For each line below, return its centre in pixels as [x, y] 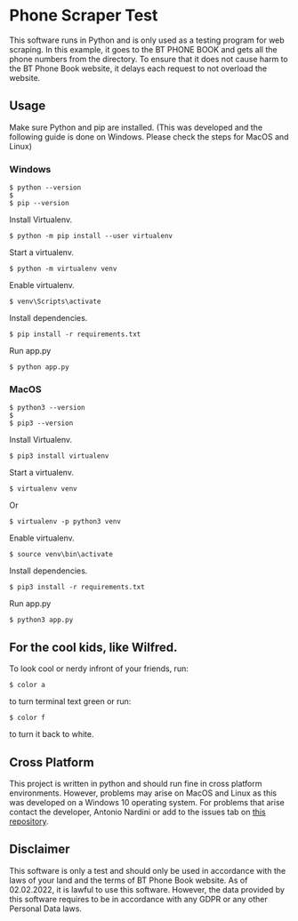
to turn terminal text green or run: [70, 701]
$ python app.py [39, 367]
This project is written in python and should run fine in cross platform [136, 783]
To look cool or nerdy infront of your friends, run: [99, 669]
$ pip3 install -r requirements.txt [77, 588]
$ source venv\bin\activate [61, 555]
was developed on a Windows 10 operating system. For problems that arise [147, 802]
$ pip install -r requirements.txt [75, 334]
